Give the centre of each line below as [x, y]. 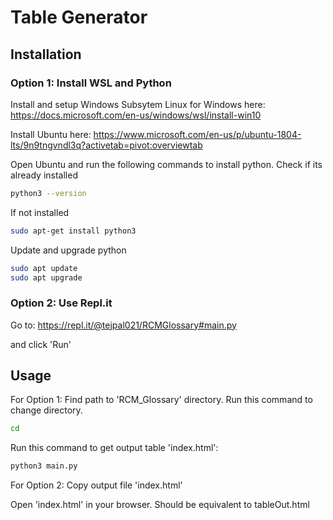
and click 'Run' [41, 344]
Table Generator [79, 17]
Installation [46, 54]
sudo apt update [44, 268]
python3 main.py [44, 466]
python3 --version [48, 193]
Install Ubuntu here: [51, 134]
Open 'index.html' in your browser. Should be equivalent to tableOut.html [160, 505]
